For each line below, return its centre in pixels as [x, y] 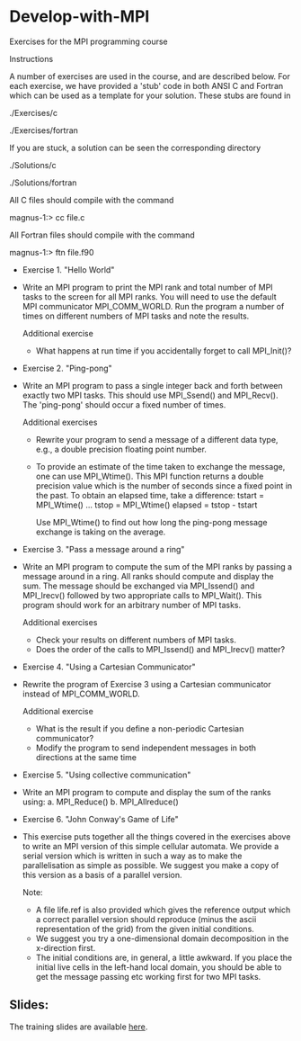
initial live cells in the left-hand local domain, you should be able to [159, 967]
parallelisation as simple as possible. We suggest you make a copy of [150, 865]
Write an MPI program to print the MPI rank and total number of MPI [147, 287]
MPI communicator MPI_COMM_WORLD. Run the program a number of [153, 306]
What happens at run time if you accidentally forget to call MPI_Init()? [164, 350]
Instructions [31, 58]
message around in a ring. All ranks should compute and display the [148, 576]
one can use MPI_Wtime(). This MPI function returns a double [150, 476]
